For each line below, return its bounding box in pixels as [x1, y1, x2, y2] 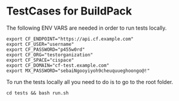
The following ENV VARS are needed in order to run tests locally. [6, 24, 168, 31]
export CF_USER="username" [6, 41, 74, 47]
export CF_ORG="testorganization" [6, 51, 94, 58]
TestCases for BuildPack [6, 4, 132, 18]
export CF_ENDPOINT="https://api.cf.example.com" [6, 36, 134, 42]
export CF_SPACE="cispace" [6, 57, 74, 63]
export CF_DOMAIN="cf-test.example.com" [6, 62, 110, 68]
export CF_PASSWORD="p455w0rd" [6, 47, 85, 53]
